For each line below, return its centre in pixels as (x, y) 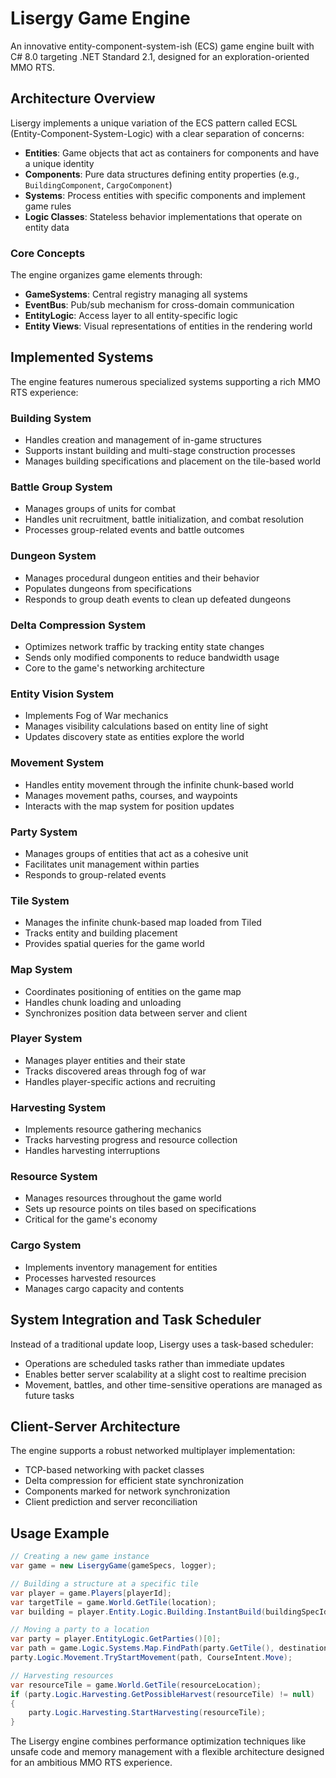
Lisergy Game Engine (100, 18)
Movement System (57, 763)
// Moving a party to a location (80, 1630)
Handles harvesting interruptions (92, 1151)
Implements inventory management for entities (121, 1267)
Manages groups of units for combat (100, 509)
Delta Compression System (78, 625)
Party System (44, 832)
